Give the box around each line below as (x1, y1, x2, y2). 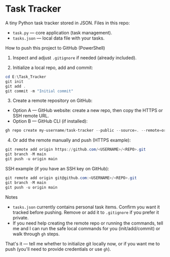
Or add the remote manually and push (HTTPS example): (12, 137, 131, 143)
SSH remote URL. (12, 113, 49, 119)
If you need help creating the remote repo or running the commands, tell (12, 220, 163, 226)
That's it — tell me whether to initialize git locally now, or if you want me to (5, 240, 160, 246)
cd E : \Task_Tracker (5, 74, 47, 79)
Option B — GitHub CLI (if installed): (12, 118, 88, 124)
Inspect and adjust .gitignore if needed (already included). (12, 54, 137, 61)
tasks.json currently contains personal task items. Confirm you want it (12, 204, 160, 210)
